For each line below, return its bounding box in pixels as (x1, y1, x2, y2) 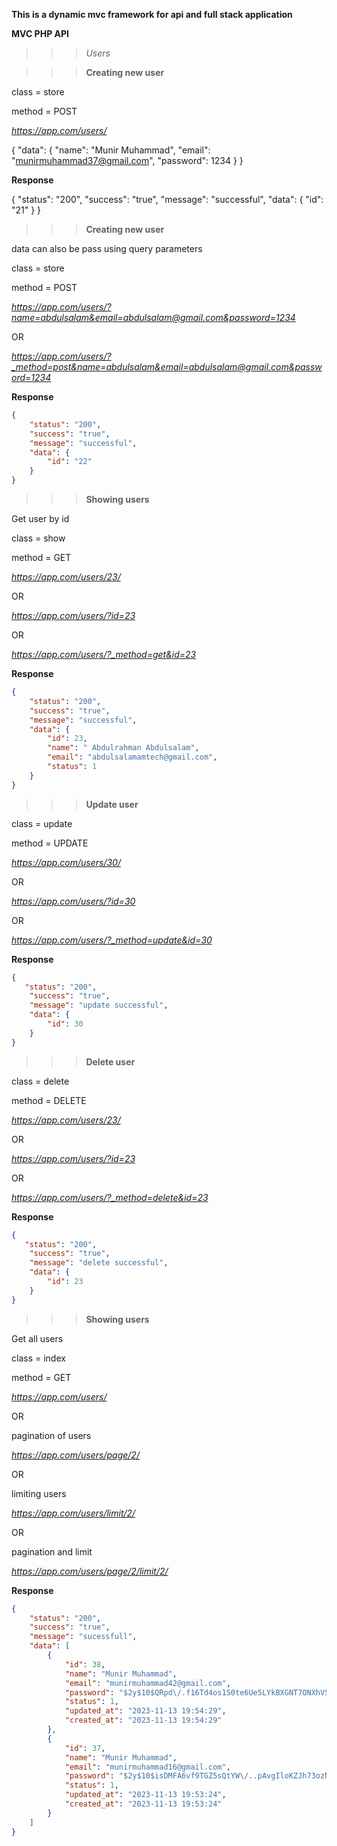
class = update (11, 817, 73, 829)
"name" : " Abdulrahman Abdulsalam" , (47, 743, 200, 753)
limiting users (11, 1487, 67, 1499)
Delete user (85, 1055, 136, 1068)
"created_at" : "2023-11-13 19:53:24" (64, 1799, 223, 1809)
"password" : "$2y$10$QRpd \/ (64, 1687, 183, 1698)
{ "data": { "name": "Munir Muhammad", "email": (11, 144, 211, 156)
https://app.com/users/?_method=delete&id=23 (11, 1191, 209, 1203)
